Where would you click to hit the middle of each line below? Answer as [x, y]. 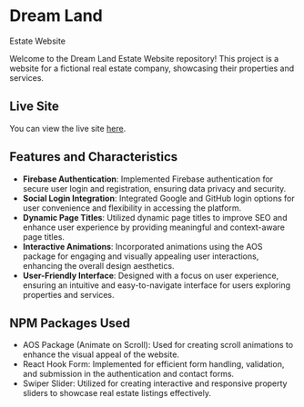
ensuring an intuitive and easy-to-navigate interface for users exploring [157, 285]
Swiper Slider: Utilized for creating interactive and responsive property [155, 383]
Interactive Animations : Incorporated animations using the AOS [142, 246]
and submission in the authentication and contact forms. [128, 374]
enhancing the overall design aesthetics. [98, 265]
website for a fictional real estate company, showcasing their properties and [152, 68]
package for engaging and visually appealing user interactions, [141, 256]
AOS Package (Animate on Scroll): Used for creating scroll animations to [158, 345]
